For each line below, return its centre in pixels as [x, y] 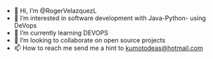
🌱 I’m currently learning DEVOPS [61, 33]
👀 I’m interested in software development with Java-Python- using [110, 18]
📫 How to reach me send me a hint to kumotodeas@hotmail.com [108, 48]
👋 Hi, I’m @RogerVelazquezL [55, 11]
